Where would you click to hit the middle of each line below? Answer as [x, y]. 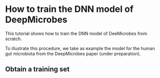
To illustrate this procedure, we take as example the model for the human [80, 48]
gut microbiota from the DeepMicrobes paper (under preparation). [73, 54]
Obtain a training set [37, 69]
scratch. [14, 39]
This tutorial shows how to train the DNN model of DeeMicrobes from [76, 33]
